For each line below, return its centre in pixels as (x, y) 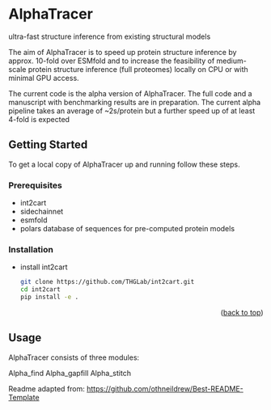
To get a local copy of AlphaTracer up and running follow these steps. (124, 164)
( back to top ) (242, 312)
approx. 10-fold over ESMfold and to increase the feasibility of (112, 61)
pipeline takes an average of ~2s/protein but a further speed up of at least (132, 111)
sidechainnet (42, 212)
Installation (31, 249)
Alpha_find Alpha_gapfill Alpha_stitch (70, 373)
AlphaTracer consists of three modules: (74, 357)
